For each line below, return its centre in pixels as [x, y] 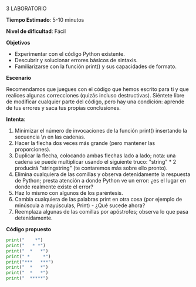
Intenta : [16, 119]
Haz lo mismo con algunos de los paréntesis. [69, 193]
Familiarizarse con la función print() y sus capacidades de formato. [96, 66]
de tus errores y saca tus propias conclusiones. [64, 108]
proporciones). [33, 149]
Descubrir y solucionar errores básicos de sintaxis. [76, 60]
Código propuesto [29, 229]
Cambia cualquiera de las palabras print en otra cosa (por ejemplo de [98, 199]
